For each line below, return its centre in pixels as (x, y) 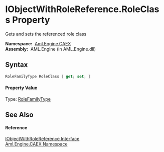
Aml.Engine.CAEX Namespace (36, 144)
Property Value (21, 88)
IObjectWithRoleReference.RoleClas (82, 9)
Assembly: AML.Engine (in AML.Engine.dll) (51, 49)
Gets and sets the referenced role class (46, 34)
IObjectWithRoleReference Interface (42, 139)
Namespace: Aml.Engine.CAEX (38, 43)
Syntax (17, 65)
